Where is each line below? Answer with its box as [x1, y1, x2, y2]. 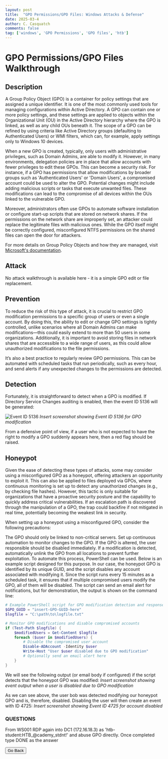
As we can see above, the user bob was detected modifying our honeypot [5, 692, 157, 698]
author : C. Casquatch [5, 21, 50, 27]
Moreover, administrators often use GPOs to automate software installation [5, 206, 159, 212]
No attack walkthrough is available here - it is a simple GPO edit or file [5, 275, 149, 281]
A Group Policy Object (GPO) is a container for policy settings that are [5, 96, 149, 102]
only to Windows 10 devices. [5, 139, 64, 144]
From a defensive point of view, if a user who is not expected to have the [5, 429, 155, 435]
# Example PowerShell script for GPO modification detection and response [5, 602, 164, 608]
